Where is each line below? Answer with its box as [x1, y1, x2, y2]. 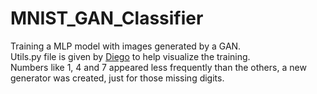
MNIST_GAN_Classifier [10, 7, 204, 30]
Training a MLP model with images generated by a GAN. [10, 40, 242, 52]
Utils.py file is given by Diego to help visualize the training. [10, 50, 251, 62]
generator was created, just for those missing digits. [10, 72, 225, 84]
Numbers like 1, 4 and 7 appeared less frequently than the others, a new [10, 61, 307, 73]
